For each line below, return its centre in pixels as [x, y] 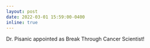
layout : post [22, 11]
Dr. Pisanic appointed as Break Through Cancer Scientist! [75, 39]
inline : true [22, 22]
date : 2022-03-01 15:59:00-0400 [45, 17]
